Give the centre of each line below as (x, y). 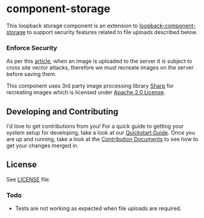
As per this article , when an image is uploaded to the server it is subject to (99, 61)
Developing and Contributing (62, 111)
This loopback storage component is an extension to (72, 26)
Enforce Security (32, 47)
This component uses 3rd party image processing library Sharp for (90, 86)
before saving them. (31, 74)
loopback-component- (167, 26)
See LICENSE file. (28, 179)
